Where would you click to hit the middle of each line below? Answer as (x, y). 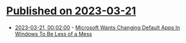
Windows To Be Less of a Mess (53, 33)
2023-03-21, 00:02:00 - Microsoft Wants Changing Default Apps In (97, 27)
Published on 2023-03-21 (71, 11)
